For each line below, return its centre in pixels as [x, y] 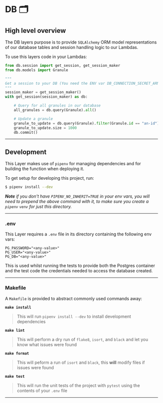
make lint [15, 330]
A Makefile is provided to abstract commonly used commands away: [73, 298]
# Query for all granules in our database [57, 106]
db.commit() [26, 132]
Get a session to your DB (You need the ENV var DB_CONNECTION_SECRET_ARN [82, 83]
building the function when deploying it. [45, 169]
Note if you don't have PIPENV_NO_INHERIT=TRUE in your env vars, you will [77, 196]
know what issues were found [47, 344]
